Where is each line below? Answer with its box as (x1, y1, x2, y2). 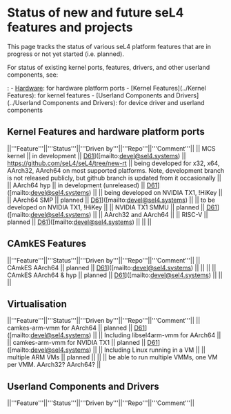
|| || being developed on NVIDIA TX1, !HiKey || (92, 188, 223, 196)
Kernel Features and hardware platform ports (7, 126, 205, 138)
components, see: (7, 70, 59, 79)
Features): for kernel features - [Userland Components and (7, 91, 174, 100)
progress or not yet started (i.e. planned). (7, 50, 124, 58)
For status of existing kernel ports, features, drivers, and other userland (7, 63, 210, 71)
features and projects (7, 19, 133, 35)
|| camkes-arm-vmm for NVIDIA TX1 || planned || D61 (7, 339, 159, 347)
